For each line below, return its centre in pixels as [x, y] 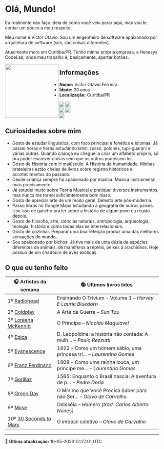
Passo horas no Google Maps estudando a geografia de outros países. [83, 205]
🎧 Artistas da [30, 282]
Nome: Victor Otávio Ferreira [88, 84]
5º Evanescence [26, 351]
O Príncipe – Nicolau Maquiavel [93, 323]
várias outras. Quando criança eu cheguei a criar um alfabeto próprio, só [85, 153]
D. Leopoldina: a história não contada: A [102, 334]
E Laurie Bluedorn [77, 304]
